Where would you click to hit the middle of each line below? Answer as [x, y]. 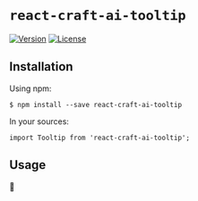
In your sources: [39, 121]
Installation [41, 67]
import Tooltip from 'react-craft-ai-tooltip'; [100, 138]
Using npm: [30, 88]
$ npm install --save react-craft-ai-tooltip [95, 105]
